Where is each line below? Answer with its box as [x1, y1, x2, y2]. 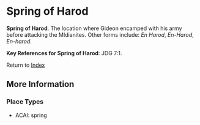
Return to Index [6, 61, 45, 69]
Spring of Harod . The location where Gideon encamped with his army [6, 25, 182, 32]
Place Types [6, 97, 44, 106]
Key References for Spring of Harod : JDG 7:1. [6, 49, 122, 56]
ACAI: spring [15, 112, 47, 119]
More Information [6, 79, 75, 89]
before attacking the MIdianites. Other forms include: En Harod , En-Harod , [6, 31, 194, 38]
